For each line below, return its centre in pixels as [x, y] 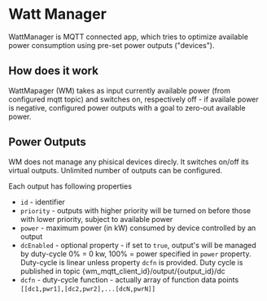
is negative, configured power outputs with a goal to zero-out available [127, 107]
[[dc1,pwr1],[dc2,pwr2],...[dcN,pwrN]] [88, 289]
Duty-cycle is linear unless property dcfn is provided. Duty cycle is [131, 262]
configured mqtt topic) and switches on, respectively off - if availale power [133, 99]
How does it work [54, 71]
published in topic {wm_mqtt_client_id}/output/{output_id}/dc [123, 271]
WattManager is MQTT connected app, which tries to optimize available [128, 37]
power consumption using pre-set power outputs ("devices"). [112, 45]
